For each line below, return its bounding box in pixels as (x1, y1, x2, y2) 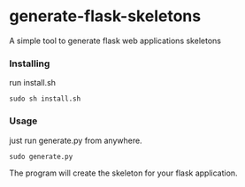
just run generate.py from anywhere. (9, 135, 143, 146)
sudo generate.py (9, 152, 73, 161)
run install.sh (9, 78, 56, 88)
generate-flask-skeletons (9, 6, 202, 26)
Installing (9, 57, 50, 70)
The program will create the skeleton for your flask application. (9, 168, 238, 178)
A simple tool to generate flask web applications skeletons (9, 35, 221, 46)
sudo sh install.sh (9, 94, 81, 103)
